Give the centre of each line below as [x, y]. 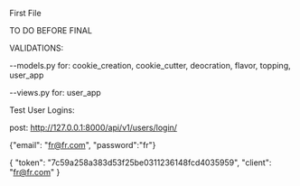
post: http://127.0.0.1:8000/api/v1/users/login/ [94, 127]
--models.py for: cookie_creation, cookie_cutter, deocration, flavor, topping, [150, 65]
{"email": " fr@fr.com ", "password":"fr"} [83, 145]
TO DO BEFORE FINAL [51, 30]
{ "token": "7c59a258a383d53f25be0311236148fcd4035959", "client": [141, 163]
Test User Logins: [42, 110]
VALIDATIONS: [37, 48]
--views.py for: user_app [55, 93]
